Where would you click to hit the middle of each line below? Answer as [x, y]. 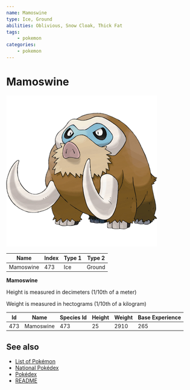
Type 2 [96, 258]
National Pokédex [37, 368]
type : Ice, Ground [29, 19]
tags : [13, 32]
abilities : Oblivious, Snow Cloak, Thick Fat [64, 25]
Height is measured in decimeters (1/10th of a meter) [71, 292]
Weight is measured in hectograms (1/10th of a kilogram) [76, 304]
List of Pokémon [35, 362]
